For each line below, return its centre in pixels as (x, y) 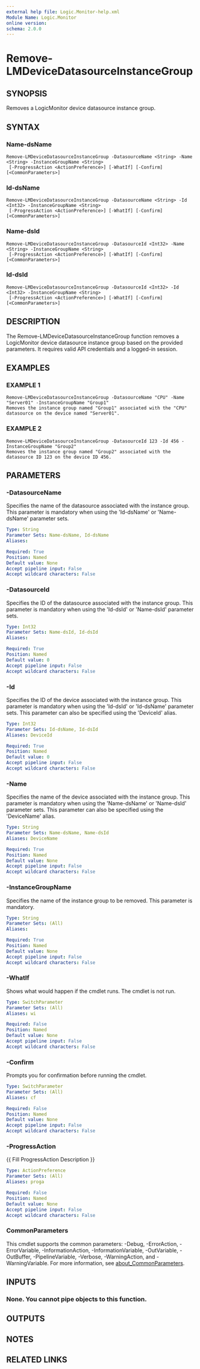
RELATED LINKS (37, 1360)
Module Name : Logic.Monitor (42, 18)
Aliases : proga (25, 1182)
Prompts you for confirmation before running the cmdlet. (77, 1076)
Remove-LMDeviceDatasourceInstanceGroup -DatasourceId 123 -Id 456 (93, 441)
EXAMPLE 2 (24, 429)
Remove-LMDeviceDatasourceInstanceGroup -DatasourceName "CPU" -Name (95, 398)
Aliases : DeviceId (29, 735)
